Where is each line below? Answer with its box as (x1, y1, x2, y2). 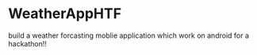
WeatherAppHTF (8, 5, 121, 23)
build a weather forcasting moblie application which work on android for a (8, 31, 250, 40)
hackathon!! (8, 38, 48, 48)
